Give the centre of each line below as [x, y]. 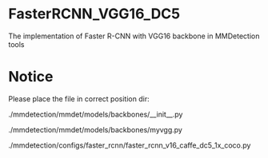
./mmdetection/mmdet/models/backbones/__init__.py [96, 114]
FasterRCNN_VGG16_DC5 [94, 14]
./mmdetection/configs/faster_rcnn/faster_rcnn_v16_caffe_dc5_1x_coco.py [130, 145]
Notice [31, 77]
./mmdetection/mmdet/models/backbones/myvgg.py [95, 129]
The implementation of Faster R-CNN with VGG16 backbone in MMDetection [134, 36]
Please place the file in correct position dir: [79, 99]
